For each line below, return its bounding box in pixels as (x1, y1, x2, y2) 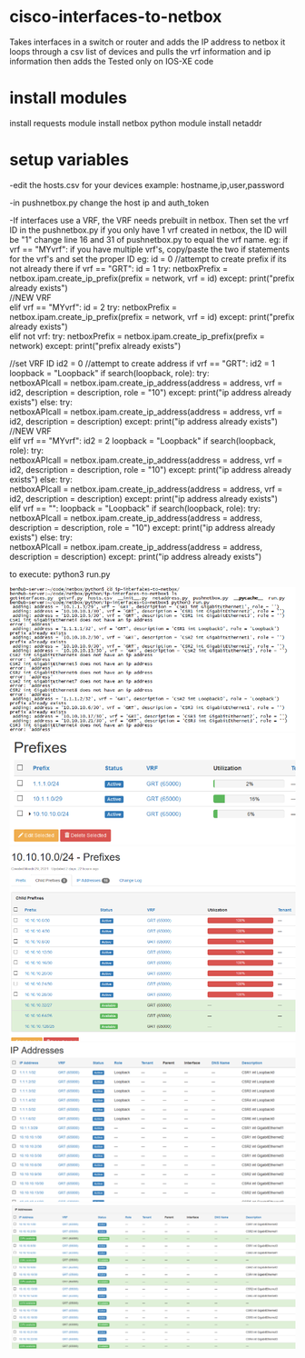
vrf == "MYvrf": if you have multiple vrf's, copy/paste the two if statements (9, 244, 290, 255)
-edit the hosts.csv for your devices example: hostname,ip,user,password (9, 179, 284, 190)
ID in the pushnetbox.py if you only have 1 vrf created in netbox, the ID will (9, 225, 288, 235)
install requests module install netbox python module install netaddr (9, 117, 262, 128)
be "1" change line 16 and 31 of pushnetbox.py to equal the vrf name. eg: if (9, 234, 289, 245)
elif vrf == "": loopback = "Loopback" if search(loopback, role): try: (9, 503, 261, 514)
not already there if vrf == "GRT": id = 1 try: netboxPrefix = (9, 263, 229, 274)
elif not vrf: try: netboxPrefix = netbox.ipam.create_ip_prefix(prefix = (9, 330, 265, 342)
